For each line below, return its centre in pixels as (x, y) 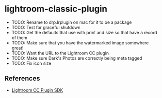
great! (17, 48)
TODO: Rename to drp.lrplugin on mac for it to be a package (72, 22)
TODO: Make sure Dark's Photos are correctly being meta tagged (77, 58)
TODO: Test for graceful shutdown (46, 27)
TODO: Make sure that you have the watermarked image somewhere (80, 42)
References (22, 78)
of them (19, 38)
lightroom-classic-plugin (56, 9)
